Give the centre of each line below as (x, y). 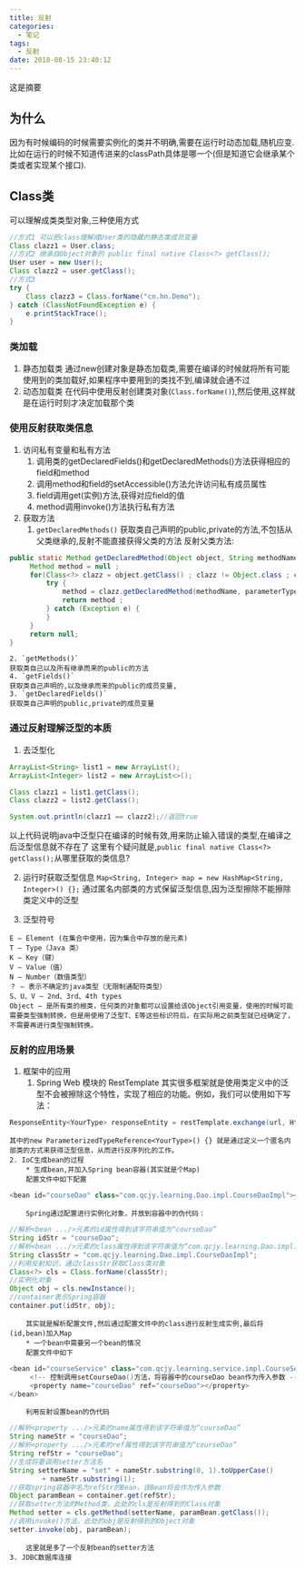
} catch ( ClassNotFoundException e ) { (83, 305)
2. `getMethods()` (44, 659)
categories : (32, 26)
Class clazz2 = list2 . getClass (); (75, 800)
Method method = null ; (74, 566)
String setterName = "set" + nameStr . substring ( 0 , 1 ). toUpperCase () (142, 1470)
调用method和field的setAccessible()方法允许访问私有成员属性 (151, 484)
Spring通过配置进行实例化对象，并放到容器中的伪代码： (116, 1214)
